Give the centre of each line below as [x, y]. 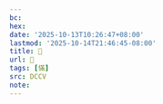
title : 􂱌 [26, 52]
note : [20, 85]
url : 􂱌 [22, 60]
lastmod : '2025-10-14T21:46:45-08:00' [83, 43]
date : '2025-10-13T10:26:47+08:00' [77, 34]
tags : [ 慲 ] [30, 69]
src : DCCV [28, 77]
